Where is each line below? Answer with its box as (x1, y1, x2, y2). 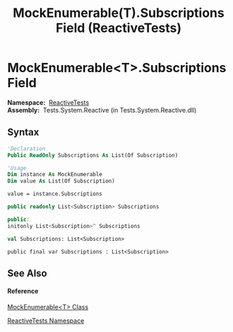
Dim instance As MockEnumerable (7, 171, 102, 178)
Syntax (7, 126, 40, 139)
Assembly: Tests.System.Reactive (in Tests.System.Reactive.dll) (7, 105, 197, 114)
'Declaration (7, 145, 46, 152)
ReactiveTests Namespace (7, 316, 85, 325)
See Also (7, 267, 47, 279)
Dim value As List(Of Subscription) (7, 178, 115, 185)
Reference (7, 287, 39, 295)
